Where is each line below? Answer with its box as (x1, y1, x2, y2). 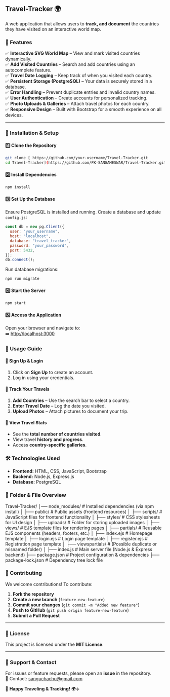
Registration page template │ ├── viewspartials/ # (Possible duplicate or (5, 541, 157, 547)
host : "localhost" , (10, 234, 51, 239)
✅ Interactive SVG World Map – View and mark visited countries (5, 50, 140, 56)
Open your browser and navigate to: (5, 325, 80, 331)
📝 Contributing (5, 570, 42, 577)
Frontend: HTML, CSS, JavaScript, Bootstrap (12, 468, 107, 474)
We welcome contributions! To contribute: (5, 581, 93, 587)
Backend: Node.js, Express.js (12, 473, 74, 480)
